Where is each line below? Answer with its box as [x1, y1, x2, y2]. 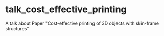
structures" [5, 25, 29, 31]
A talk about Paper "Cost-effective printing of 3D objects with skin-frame [5, 20, 159, 26]
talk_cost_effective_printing [5, 4, 127, 15]
